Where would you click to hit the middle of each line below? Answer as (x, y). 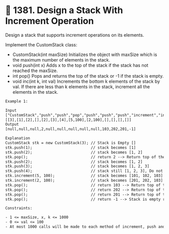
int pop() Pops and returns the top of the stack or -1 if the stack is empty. (88, 76)
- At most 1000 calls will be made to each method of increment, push (81, 227)
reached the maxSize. (35, 71)
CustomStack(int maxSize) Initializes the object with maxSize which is (85, 54)
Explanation (18, 138)
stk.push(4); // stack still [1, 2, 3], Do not (84, 171)
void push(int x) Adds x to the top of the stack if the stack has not (80, 65)
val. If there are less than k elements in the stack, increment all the (81, 86)
